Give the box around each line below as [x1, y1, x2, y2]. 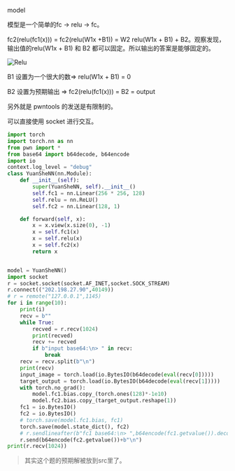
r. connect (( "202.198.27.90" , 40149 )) [7, 287, 114, 294]
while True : [20, 319, 55, 326]
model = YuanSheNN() [7, 266, 68, 274]
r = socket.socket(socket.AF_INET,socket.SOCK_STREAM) [7, 280, 171, 287]
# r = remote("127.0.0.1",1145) [7, 293, 101, 300]
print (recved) [32, 332, 73, 339]
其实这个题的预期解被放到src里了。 [24, 456, 126, 465]
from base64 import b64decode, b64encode [7, 151, 130, 158]
